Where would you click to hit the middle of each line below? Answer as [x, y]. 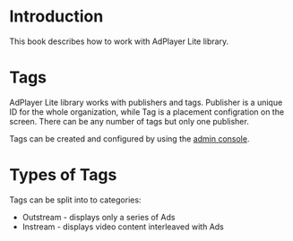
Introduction [56, 17]
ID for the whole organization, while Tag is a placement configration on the [147, 112]
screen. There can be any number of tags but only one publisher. [129, 121]
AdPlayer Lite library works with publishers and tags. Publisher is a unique [146, 102]
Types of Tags [63, 175]
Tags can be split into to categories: [75, 200]
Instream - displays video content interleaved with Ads [123, 227]
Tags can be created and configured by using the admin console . [129, 138]
